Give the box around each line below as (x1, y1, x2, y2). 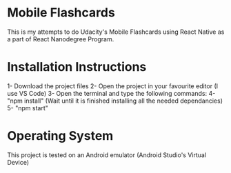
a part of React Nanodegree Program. (7, 34, 114, 43)
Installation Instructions (7, 59, 147, 75)
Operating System (7, 128, 114, 144)
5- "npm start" (7, 103, 48, 112)
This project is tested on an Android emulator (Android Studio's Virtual (7, 150, 207, 159)
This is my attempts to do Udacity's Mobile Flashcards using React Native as (7, 28, 225, 36)
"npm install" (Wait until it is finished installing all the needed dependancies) (7, 96, 223, 105)
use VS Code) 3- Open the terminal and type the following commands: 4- (7, 89, 216, 97)
